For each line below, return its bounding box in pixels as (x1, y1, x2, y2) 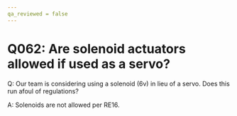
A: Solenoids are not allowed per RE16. (7, 100, 120, 109)
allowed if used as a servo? (7, 56, 170, 71)
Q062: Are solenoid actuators (7, 40, 186, 57)
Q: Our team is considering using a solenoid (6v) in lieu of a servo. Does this (7, 79, 231, 88)
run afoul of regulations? (7, 86, 79, 95)
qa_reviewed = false (7, 10, 69, 18)
